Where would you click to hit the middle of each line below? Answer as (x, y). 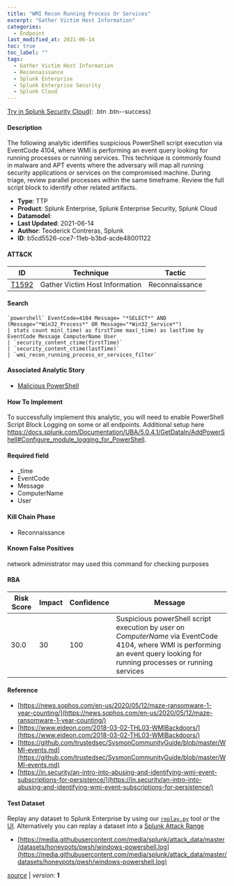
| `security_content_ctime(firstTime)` (65, 342)
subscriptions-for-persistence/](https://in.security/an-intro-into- (109, 780)
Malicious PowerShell (48, 386)
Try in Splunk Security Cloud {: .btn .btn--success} (79, 112)
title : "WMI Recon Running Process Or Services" (79, 14)
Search (18, 303)
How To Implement (35, 402)
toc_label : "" (28, 53)
